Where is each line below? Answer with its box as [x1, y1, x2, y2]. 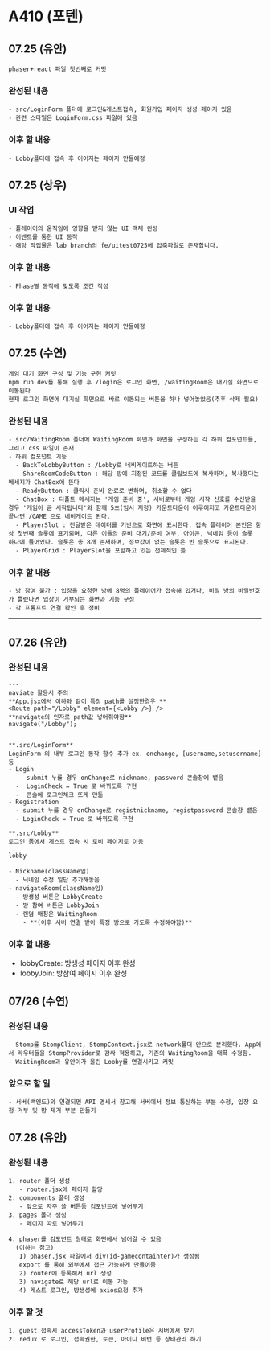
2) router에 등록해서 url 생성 [18, 1269, 112, 1277]
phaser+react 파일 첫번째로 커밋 [8, 65, 107, 73]
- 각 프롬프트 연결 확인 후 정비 [8, 604, 100, 612]
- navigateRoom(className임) [8, 884, 104, 893]
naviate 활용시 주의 [8, 688, 69, 696]
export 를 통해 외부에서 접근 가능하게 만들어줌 [18, 1260, 157, 1269]
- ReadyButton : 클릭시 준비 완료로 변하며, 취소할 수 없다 [15, 487, 192, 495]
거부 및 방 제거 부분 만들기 [17, 1107, 96, 1115]
